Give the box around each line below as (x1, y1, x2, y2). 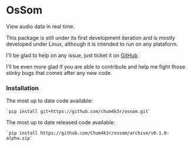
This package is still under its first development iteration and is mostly (6, 34, 175, 41)
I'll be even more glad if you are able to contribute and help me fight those (6, 63, 186, 70)
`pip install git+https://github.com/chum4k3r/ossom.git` (6, 109, 151, 115)
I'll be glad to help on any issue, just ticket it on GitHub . (6, 52, 139, 59)
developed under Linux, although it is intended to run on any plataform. (6, 40, 178, 47)
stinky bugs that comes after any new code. (6, 69, 113, 76)
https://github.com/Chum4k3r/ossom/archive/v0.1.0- (40, 130, 169, 136)
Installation (6, 84, 39, 92)
